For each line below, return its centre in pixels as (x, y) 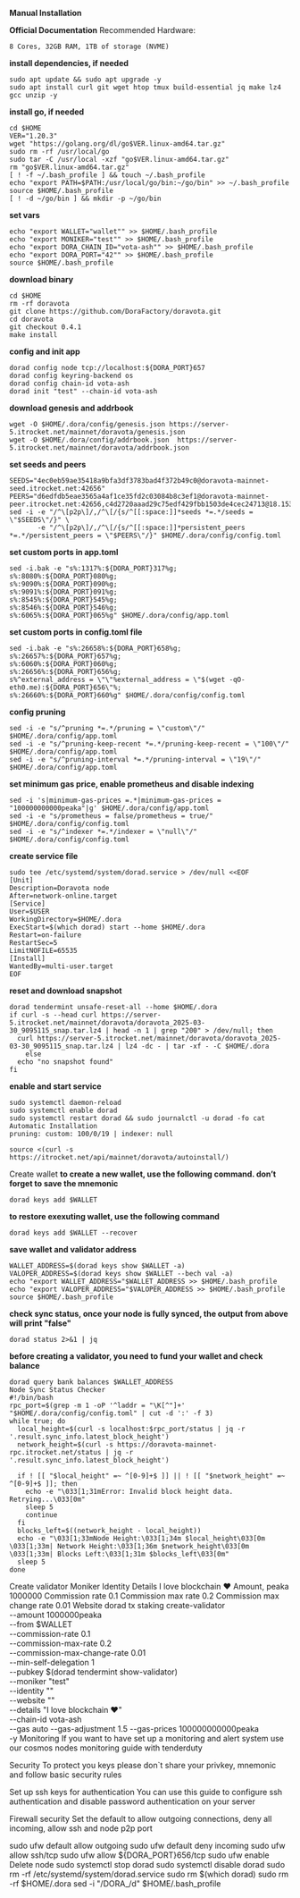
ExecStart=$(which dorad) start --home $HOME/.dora (107, 927)
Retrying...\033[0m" (48, 1499)
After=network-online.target (63, 896)
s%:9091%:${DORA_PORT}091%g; (63, 592)
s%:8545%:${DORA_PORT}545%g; (63, 600)
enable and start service (55, 1086)
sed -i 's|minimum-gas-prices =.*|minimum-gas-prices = (115, 800)
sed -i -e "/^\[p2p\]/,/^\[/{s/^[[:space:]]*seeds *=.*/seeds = (131, 512)
